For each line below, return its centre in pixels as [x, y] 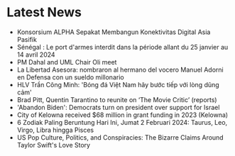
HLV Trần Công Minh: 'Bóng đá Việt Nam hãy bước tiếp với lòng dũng [118, 84]
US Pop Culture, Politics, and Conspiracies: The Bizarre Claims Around [120, 137]
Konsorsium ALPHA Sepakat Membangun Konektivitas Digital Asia [114, 32]
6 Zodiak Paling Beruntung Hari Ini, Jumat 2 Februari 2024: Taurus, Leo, [122, 122]
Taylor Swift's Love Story [53, 145]
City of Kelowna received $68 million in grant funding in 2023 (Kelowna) [122, 115]
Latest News [44, 12]
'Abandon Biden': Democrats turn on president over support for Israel [118, 107]
